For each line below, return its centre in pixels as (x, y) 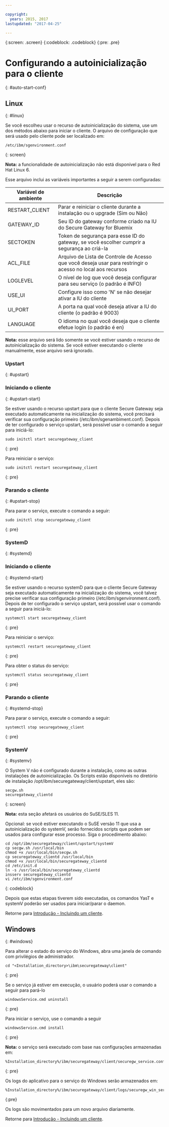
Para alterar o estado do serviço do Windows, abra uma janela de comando (83, 951)
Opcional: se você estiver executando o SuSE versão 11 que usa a (73, 824)
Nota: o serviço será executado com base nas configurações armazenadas (83, 1047)
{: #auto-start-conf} (26, 88)
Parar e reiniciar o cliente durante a (99, 207)
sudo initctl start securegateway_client (49, 439)
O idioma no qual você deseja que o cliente (109, 321)
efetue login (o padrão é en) (91, 328)
